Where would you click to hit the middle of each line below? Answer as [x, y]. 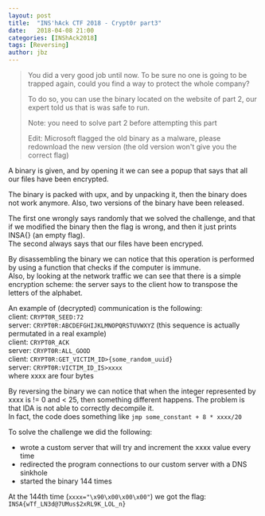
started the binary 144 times [66, 481]
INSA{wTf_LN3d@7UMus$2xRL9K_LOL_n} [67, 504]
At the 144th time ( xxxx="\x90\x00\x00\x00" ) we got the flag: [107, 497]
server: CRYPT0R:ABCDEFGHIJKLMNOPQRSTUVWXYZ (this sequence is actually [124, 325]
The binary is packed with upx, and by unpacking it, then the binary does [128, 194]
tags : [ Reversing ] [39, 45]
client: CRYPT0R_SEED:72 [46, 316]
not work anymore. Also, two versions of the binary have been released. [126, 203]
